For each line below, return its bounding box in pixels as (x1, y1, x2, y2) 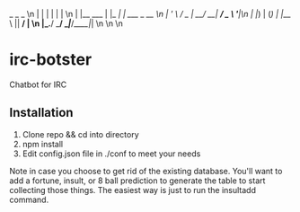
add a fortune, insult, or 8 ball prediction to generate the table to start (9, 175, 266, 186)
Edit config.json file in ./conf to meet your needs (22, 148, 201, 159)
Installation (9, 105, 74, 120)
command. (9, 194, 49, 205)
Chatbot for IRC (9, 79, 67, 90)
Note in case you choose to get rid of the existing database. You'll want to (9, 165, 283, 176)
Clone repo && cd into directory (22, 128, 139, 139)
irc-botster (9, 49, 93, 70)
